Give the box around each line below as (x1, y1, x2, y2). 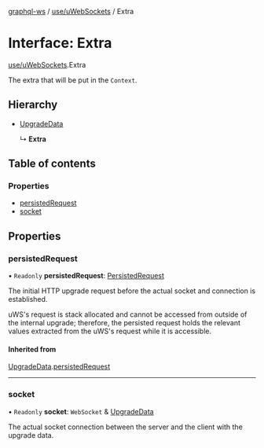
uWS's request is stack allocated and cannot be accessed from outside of (8, 310, 247, 319)
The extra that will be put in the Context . (8, 75, 137, 85)
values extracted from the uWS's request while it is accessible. (8, 326, 212, 336)
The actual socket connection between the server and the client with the (8, 422, 244, 431)
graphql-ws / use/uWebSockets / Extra (8, 7, 134, 16)
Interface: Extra (8, 35, 112, 52)
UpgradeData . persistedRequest (8, 362, 111, 372)
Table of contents (8, 157, 96, 171)
